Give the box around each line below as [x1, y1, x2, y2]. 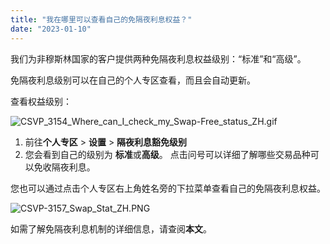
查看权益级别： [10, 95, 72, 107]
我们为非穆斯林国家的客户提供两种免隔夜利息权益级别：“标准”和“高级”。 [10, 52, 307, 65]
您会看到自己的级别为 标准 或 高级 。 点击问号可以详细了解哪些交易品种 [24, 148, 311, 160]
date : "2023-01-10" [10, 24, 92, 34]
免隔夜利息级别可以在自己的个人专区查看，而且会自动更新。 [10, 74, 256, 86]
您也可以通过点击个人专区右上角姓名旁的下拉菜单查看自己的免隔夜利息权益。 [10, 182, 326, 194]
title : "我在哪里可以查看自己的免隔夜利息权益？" [10, 14, 193, 25]
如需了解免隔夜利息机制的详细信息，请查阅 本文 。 [10, 222, 212, 235]
